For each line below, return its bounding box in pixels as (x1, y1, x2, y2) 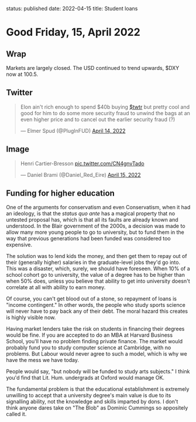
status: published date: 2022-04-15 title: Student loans (6, 5, 138, 12)
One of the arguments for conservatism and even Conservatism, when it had (6, 204, 191, 211)
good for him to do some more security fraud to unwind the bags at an (20, 109, 190, 116)
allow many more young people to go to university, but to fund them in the (6, 229, 184, 236)
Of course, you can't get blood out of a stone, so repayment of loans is (6, 295, 177, 302)
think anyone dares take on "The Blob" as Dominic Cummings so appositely (6, 404, 188, 411)
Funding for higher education (6, 188, 115, 199)
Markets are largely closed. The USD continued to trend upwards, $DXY (6, 65, 180, 71)
